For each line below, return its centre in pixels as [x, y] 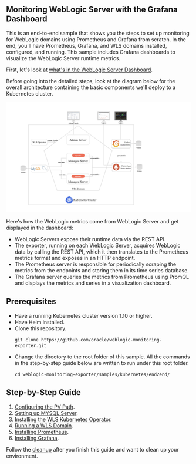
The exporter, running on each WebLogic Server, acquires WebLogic [97, 246]
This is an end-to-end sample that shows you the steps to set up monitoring [98, 33]
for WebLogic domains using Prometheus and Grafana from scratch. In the [96, 39]
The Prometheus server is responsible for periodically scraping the [95, 264]
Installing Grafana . [37, 438]
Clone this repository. [40, 328]
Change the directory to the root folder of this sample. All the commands [102, 357]
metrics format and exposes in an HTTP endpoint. [75, 258]
